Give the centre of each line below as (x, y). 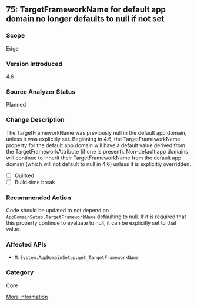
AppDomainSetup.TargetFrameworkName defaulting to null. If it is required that (96, 217)
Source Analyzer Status (41, 92)
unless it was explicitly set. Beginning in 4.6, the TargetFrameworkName (93, 139)
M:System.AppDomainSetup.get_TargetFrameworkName (77, 258)
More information (27, 297)
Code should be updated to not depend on (58, 210)
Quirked (24, 175)
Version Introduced (34, 64)
